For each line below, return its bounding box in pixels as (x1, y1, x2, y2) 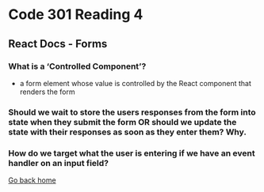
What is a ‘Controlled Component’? (8, 61, 147, 72)
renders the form (19, 87, 75, 96)
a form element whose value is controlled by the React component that (19, 78, 251, 88)
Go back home (8, 175, 57, 185)
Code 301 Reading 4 (8, 6, 143, 24)
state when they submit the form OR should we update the (8, 116, 237, 127)
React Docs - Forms (8, 37, 108, 51)
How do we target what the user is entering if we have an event (8, 148, 255, 159)
